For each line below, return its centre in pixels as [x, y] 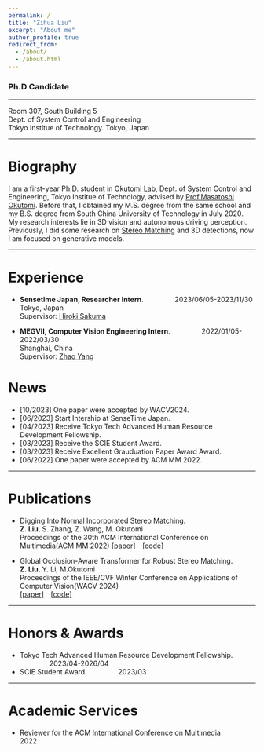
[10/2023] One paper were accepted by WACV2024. [104, 410]
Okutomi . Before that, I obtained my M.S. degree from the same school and [130, 206]
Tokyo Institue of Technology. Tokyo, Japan [79, 128]
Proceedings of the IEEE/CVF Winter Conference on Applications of [128, 577]
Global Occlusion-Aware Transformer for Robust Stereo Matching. [126, 560]
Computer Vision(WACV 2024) [69, 586]
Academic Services [73, 711]
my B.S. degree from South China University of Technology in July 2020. [126, 214]
